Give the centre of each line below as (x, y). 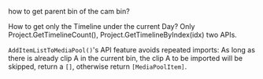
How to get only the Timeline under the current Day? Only (102, 26)
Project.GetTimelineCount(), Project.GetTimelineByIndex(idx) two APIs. (123, 35)
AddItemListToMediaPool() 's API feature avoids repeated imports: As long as (132, 50)
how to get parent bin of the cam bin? (69, 11)
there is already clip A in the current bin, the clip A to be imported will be (125, 58)
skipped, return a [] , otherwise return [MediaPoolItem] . (98, 66)
